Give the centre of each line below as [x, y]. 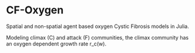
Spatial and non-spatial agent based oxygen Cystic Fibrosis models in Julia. [97, 26]
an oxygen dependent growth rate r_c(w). [56, 44]
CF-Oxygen [35, 10]
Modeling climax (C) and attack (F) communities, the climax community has [97, 37]
